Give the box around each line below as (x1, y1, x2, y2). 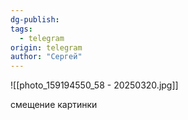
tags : (10, 24, 33, 34)
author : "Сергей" (10, 52, 83, 62)
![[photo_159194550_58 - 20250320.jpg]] (10, 79, 179, 91)
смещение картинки (10, 99, 98, 111)
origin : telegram (10, 42, 83, 53)
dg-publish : (10, 14, 60, 25)
